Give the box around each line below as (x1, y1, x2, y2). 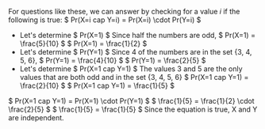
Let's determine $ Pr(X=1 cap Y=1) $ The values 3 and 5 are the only (19, 64, 244, 74)
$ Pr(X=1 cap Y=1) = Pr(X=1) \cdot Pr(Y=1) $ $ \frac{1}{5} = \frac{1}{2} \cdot (8, 97, 255, 105)
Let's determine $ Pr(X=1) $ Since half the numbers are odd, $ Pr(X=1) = (19, 31, 256, 40)
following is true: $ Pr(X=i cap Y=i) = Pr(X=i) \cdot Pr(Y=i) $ (8, 15, 202, 25)
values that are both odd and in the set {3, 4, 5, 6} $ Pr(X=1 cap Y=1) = (19, 73, 249, 82)
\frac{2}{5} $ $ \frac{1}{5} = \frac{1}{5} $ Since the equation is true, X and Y (8, 104, 258, 114)
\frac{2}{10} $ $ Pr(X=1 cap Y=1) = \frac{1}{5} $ (19, 81, 175, 90)
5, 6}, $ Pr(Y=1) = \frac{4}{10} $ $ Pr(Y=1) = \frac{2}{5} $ (19, 55, 206, 65)
